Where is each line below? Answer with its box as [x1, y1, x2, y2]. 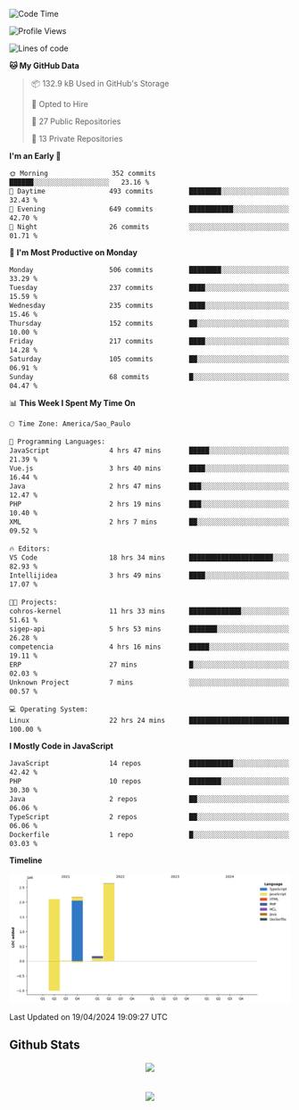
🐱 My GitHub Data [9, 61, 80, 70]
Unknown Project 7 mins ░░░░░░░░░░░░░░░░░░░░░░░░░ [9, 678, 290, 687]
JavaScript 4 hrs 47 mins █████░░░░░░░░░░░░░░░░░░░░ [9, 446, 290, 455]
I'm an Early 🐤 [9, 151, 62, 161]
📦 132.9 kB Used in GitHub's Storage [30, 79, 170, 88]
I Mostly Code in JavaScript [9, 741, 114, 751]
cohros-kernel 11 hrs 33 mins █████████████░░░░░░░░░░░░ [9, 607, 290, 616]
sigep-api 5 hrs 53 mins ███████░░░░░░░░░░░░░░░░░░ [9, 625, 290, 634]
